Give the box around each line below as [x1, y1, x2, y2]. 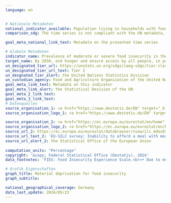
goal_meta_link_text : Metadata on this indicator [5, 82, 113, 87]
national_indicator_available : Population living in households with [5, 26, 156, 31]
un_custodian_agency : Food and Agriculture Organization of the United [5, 77, 160, 83]
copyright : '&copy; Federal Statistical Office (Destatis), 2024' [5, 153, 149, 158]
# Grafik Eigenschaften [5, 166, 56, 172]
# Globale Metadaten [5, 49, 49, 54]
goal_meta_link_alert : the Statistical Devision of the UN [5, 87, 133, 92]
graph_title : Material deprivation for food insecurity [5, 171, 126, 177]
